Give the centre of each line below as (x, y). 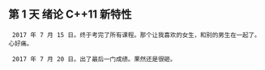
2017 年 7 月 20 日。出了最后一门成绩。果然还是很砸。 (94, 59)
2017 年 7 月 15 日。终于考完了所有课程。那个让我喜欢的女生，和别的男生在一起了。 (136, 35)
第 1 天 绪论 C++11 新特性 (70, 14)
